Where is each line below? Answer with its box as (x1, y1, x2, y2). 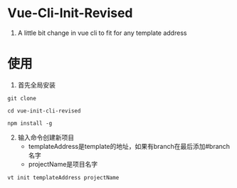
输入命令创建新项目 (17, 133, 75, 142)
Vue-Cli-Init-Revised (7, 5, 133, 21)
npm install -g (7, 120, 53, 127)
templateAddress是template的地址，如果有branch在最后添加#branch (28, 142, 230, 150)
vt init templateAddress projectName (7, 174, 120, 181)
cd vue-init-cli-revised (7, 107, 81, 115)
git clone (7, 95, 37, 102)
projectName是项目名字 (28, 160, 98, 168)
